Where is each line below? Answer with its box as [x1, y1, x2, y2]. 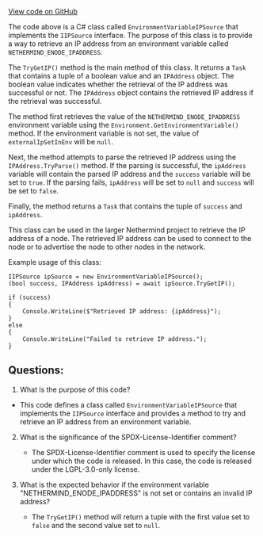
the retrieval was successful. [8, 97, 102, 105]
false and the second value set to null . [31, 520, 161, 530]
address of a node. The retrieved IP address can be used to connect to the [8, 234, 252, 243]
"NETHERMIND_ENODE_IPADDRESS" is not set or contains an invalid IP [19, 488, 253, 498]
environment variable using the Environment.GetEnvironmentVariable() [8, 121, 239, 129]
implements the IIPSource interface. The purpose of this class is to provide [8, 31, 253, 40]
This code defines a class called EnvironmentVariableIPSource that [19, 400, 238, 409]
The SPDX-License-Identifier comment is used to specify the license [31, 447, 256, 457]
